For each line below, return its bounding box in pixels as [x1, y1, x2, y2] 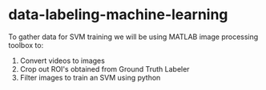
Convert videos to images [19, 56, 106, 65]
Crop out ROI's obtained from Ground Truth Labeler [19, 64, 190, 73]
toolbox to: [8, 40, 44, 49]
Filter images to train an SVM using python [19, 72, 161, 82]
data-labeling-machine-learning [8, 6, 228, 24]
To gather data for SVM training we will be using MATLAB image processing [8, 32, 259, 41]
